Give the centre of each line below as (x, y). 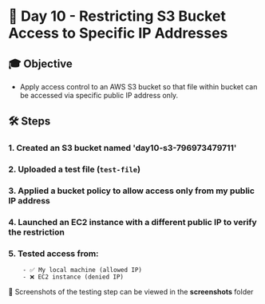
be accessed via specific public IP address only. (99, 95)
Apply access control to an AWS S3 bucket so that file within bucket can (138, 87)
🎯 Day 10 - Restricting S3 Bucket (117, 16)
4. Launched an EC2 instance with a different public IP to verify (132, 223)
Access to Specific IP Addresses (118, 33)
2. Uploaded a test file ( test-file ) (75, 169)
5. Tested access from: (53, 253)
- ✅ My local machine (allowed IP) (82, 270)
